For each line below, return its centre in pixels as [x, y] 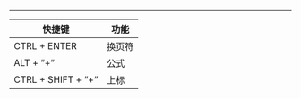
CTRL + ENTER [46, 46]
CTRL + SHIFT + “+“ [56, 79]
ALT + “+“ [34, 63]
